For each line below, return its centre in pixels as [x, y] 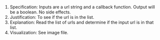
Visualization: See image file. [39, 33]
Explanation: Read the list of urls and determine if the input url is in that [82, 22]
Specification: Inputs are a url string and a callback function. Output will [82, 7]
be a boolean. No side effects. [40, 12]
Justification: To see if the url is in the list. [52, 17]
